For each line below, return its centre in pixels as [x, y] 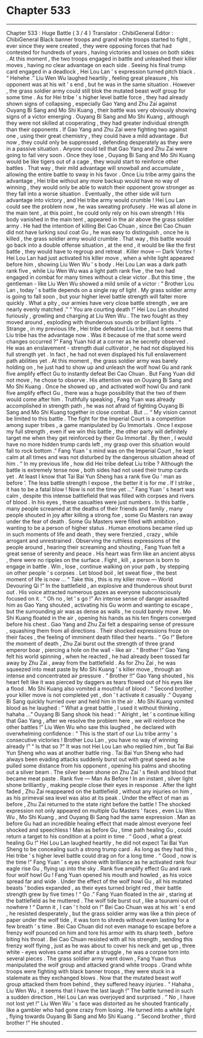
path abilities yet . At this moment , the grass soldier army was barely [92, 361]
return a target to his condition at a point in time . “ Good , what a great [94, 836]
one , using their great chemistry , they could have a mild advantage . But [97, 135]
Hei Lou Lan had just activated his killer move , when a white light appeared [100, 258]
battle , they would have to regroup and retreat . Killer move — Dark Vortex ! [101, 251]
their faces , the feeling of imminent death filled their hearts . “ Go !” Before [100, 637]
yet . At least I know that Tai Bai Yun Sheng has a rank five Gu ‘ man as [94, 476]
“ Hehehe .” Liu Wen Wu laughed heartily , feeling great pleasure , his [92, 78]
